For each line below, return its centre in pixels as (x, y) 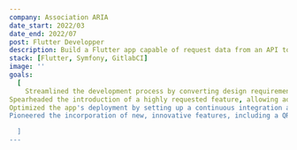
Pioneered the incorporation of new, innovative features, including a (144, 116)
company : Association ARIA (59, 17)
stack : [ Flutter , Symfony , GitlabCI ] (79, 58)
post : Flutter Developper (57, 42)
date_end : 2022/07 (43, 34)
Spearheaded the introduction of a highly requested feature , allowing (144, 99)
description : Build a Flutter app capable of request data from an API (144, 50)
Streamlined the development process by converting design (136, 91)
